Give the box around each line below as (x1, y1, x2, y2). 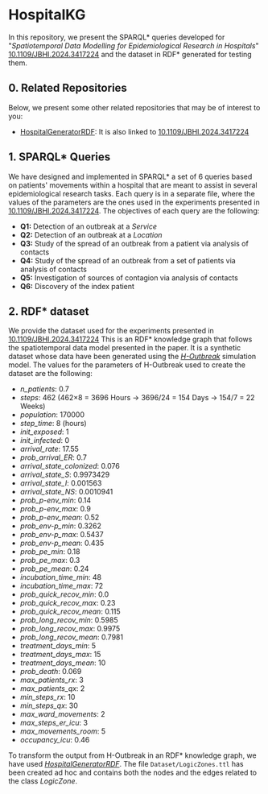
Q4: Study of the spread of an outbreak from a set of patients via (19, 255, 236, 265)
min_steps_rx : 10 (19, 693, 76, 702)
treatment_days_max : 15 (19, 650, 101, 660)
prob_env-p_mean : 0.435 (19, 538, 105, 548)
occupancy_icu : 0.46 (19, 735, 90, 745)
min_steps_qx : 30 (19, 701, 79, 710)
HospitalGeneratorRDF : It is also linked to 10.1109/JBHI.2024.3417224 (19, 126, 249, 136)
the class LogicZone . (8, 776, 78, 786)
